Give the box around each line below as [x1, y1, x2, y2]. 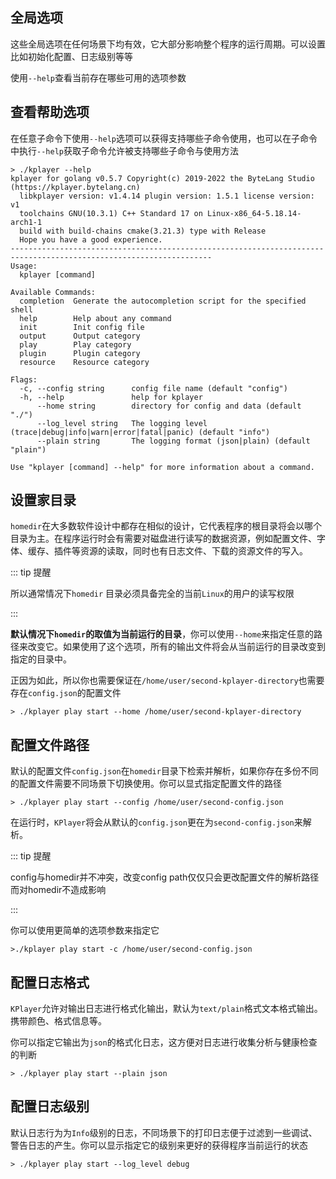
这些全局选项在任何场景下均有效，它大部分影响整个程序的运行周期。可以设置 [10, 38, 326, 50]
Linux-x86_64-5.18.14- [206, 208, 302, 218]
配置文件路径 [10, 736, 90, 753]
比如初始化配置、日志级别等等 [10, 50, 133, 62]
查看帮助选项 [10, 104, 90, 121]
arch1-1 [10, 217, 43, 227]
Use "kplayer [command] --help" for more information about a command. [10, 462, 315, 472]
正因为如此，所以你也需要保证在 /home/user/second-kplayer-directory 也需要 [10, 674, 325, 687]
